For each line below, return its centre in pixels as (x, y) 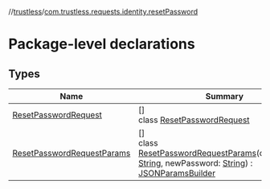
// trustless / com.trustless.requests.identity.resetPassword (103, 12)
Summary (224, 96)
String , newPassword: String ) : (195, 163)
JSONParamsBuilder (176, 173)
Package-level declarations (102, 44)
